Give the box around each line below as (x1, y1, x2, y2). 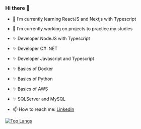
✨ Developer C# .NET (12, 45, 58, 52)
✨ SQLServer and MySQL (12, 96, 66, 102)
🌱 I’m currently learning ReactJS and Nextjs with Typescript (12, 16, 136, 22)
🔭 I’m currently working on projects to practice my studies (12, 26, 133, 32)
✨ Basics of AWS (12, 86, 48, 92)
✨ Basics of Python (12, 76, 53, 82)
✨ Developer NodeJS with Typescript (12, 35, 91, 42)
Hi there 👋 (5, 5, 30, 12)
